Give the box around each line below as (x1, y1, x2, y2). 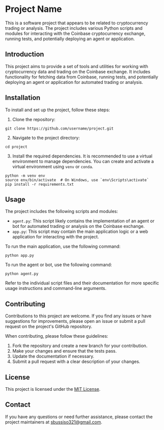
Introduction (5, 50, 44, 59)
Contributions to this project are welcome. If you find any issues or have (5, 313, 152, 319)
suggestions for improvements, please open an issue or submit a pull (5, 318, 146, 324)
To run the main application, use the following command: (5, 243, 121, 249)
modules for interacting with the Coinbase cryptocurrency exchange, (5, 30, 146, 36)
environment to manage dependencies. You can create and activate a (12, 158, 154, 164)
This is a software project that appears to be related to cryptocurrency (5, 20, 148, 26)
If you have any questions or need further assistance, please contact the (5, 414, 153, 420)
